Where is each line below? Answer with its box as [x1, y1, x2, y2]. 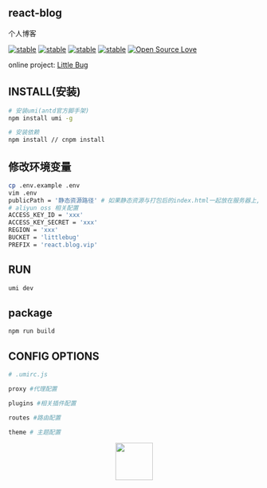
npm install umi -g [8, 114, 73, 122]
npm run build [8, 327, 56, 336]
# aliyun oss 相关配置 [8, 203, 79, 212]
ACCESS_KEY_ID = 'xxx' [8, 211, 84, 219]
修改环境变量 [8, 159, 72, 174]
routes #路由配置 [8, 414, 61, 422]
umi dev [8, 284, 34, 292]
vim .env [8, 189, 37, 197]
